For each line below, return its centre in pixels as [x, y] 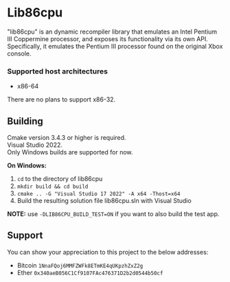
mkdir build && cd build [53, 187]
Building [25, 121]
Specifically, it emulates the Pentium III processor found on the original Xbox [115, 46]
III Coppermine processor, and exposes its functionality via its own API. [107, 38]
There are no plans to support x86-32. [61, 99]
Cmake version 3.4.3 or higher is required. [67, 138]
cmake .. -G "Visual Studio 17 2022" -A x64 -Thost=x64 [99, 194]
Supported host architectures [58, 71]
